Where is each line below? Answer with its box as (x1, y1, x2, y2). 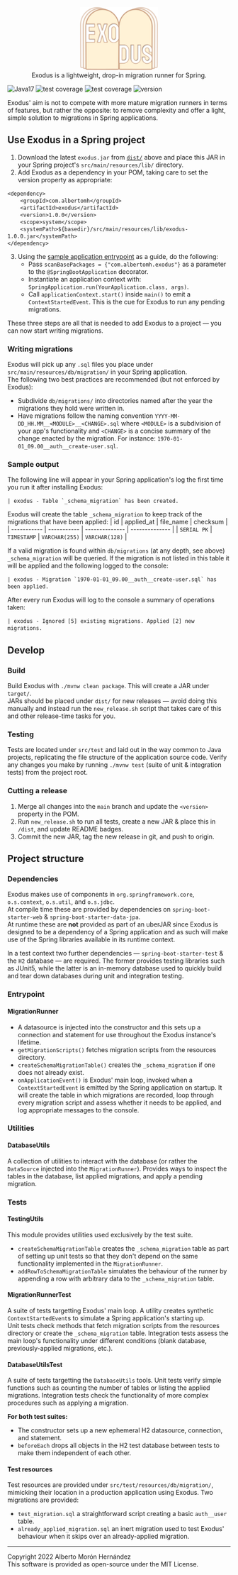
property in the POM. (17, 809, 79, 818)
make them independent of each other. (17, 1449, 132, 1457)
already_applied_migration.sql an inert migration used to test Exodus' (17, 1525, 225, 1533)
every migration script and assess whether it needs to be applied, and (17, 1098, 222, 1107)
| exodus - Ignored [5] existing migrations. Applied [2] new (7, 618, 195, 625)
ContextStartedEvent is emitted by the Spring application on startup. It (17, 1083, 222, 1092)
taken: (7, 603, 26, 612)
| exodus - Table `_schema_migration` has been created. (7, 497, 179, 505)
